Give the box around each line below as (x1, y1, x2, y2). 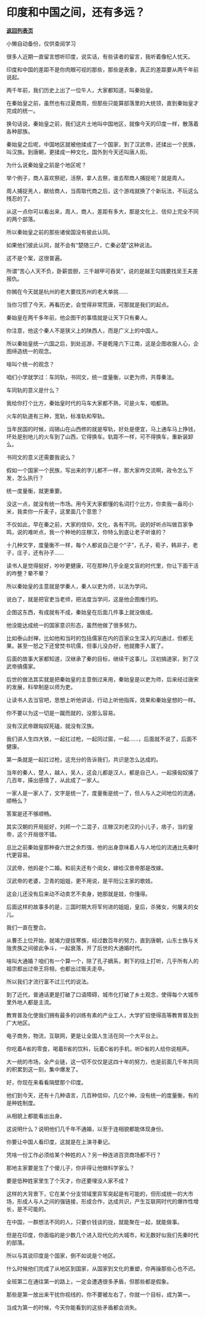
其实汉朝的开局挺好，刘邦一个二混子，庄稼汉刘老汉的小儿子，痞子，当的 (6, 822, 188, 830)
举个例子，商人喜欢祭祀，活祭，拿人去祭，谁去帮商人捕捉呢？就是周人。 (6, 174, 188, 181)
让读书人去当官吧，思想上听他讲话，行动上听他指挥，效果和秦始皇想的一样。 (6, 696, 199, 703)
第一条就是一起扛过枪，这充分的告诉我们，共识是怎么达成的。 (6, 755, 162, 763)
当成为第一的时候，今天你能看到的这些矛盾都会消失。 (6, 1304, 140, 1311)
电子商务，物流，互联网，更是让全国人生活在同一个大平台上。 (6, 1032, 162, 1039)
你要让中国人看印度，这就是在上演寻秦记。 (6, 1138, 113, 1145)
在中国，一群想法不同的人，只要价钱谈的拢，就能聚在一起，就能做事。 (6, 1218, 183, 1225)
